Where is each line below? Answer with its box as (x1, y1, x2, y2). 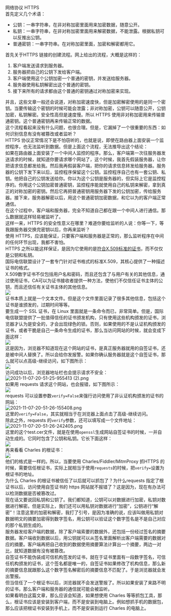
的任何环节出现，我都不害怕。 (5, 239, 68, 245)
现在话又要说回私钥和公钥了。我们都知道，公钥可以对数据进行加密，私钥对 (5, 497, 161, 503)
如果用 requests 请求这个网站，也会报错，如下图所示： (5, 381, 120, 387)
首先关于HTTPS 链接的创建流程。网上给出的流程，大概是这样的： (5, 52, 142, 58)
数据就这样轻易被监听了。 (9, 214, 64, 219)
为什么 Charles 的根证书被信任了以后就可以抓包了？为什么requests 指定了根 (5, 478, 164, 483)
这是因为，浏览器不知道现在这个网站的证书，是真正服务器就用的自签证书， (5, 345, 161, 351)
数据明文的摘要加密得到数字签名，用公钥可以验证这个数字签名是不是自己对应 (5, 516, 166, 522)
